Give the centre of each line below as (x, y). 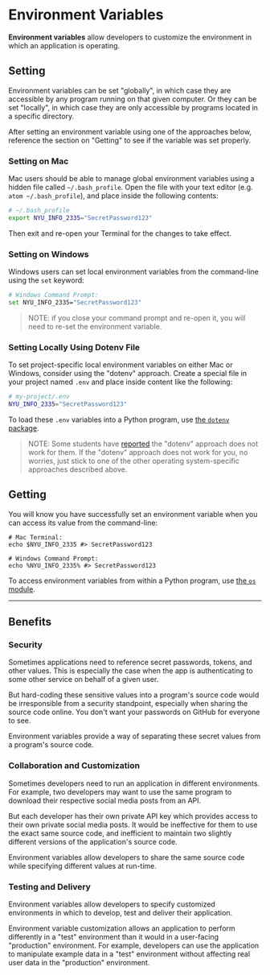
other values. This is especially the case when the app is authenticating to (131, 671)
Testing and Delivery (49, 886)
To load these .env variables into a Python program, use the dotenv (119, 419)
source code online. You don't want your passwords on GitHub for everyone (134, 712)
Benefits (30, 622)
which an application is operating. (64, 45)
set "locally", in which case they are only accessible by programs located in (133, 107)
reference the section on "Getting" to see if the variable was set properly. (130, 140)
